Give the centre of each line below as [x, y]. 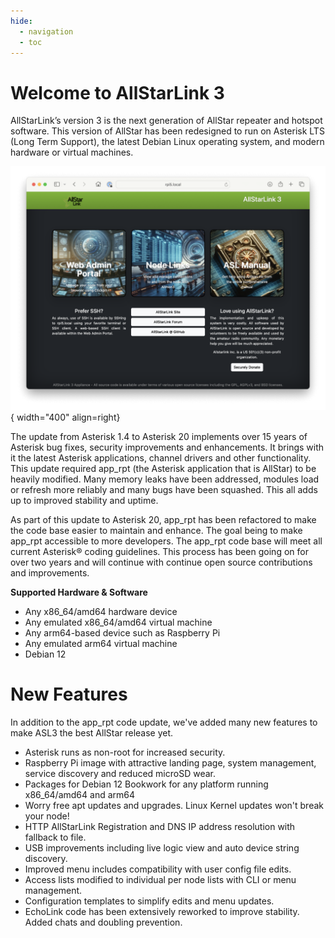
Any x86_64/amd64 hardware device [101, 612]
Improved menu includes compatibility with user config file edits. [158, 869]
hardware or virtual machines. [72, 152]
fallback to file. [55, 837]
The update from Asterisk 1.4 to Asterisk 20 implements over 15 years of [159, 437]
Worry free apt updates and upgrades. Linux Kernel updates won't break [174, 806]
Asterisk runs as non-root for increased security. [125, 752]
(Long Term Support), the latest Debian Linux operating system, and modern [167, 142]
